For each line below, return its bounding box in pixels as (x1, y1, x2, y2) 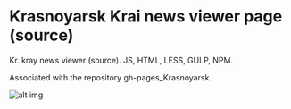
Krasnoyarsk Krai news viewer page (9, 6, 283, 27)
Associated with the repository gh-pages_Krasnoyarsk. (9, 71, 212, 82)
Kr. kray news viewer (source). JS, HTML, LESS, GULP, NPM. (9, 54, 234, 65)
